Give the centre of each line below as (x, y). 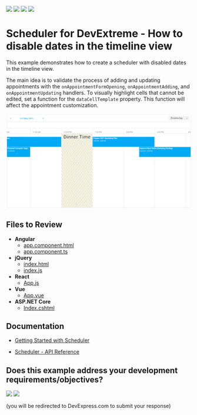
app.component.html (49, 245)
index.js (33, 270)
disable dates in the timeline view (89, 46)
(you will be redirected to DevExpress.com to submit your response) (89, 406)
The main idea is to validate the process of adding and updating (83, 80)
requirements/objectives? (55, 379)
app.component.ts (46, 251)
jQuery (23, 258)
